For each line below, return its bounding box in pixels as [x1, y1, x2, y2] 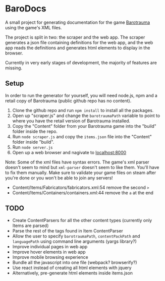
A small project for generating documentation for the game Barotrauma [5, 19, 150, 25]
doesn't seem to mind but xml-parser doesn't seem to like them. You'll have [5, 164, 160, 170]
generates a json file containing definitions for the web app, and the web [5, 39, 154, 45]
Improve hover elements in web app [12, 249, 86, 255]
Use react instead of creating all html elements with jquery [12, 265, 132, 271]
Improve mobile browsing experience [12, 254, 88, 260]
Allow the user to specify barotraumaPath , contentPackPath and [12, 233, 140, 239]
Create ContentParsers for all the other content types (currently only [12, 217, 152, 223]
